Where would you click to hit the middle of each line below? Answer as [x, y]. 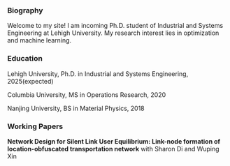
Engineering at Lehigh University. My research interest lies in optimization [113, 33]
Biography [25, 10]
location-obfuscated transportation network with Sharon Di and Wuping [113, 149]
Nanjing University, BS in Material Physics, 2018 [76, 108]
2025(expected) [30, 81]
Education [25, 59]
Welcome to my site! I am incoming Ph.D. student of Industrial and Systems [115, 26]
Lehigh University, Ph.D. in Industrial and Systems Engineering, [98, 74]
